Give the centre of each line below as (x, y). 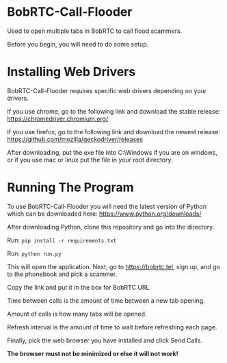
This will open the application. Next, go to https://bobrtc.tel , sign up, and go (113, 266)
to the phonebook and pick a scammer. (62, 274)
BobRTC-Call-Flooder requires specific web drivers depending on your (107, 90)
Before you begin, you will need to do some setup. (78, 44)
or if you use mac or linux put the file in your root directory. (90, 160)
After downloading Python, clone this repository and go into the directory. (111, 227)
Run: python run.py (34, 253)
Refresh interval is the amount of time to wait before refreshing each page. (112, 327)
